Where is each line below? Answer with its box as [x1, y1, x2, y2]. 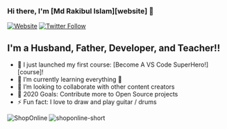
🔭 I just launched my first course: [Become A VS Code [17, 60, 172, 69]
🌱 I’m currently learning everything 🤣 [17, 76, 123, 84]
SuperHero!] [173, 60, 209, 69]
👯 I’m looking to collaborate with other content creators [17, 83, 175, 91]
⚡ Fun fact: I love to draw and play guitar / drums [17, 98, 158, 106]
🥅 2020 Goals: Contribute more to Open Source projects [17, 90, 178, 98]
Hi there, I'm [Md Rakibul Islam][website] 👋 [7, 6, 154, 16]
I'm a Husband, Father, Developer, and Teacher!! [7, 42, 221, 54]
